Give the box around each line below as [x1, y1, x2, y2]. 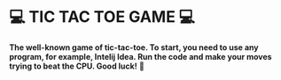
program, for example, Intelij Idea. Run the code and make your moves [9, 51, 272, 62]
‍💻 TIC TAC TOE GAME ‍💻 [9, 7, 196, 27]
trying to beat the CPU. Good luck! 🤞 [9, 61, 144, 71]
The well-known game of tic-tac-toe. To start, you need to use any [9, 41, 259, 53]
